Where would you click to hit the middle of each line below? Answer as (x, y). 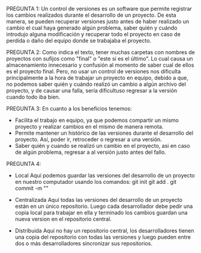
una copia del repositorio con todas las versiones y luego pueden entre (103, 237)
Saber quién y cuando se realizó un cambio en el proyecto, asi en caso (102, 146)
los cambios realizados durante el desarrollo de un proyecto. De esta (91, 15)
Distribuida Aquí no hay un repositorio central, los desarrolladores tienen (104, 230)
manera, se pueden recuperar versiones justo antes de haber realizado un (98, 21)
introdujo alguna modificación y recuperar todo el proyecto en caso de (94, 34)
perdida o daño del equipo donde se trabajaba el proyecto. (79, 41)
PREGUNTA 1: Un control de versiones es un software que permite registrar (99, 9)
